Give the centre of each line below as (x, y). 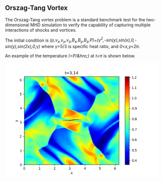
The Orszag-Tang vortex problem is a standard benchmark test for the (75, 19)
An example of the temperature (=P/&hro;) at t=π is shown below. (70, 56)
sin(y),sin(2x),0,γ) (23, 47)
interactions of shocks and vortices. (41, 30)
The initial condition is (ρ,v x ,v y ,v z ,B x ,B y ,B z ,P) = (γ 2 (54, 40)
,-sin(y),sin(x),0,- (120, 40)
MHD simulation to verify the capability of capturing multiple (90, 25)
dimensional (17, 25)
